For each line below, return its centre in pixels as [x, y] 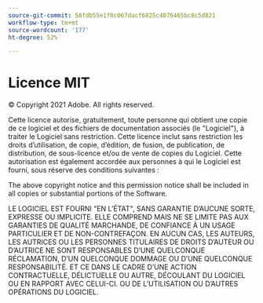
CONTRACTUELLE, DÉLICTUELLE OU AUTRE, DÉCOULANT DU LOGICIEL [127, 276]
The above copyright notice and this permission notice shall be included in [128, 185]
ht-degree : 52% [33, 37]
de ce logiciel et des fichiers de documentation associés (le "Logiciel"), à [126, 128]
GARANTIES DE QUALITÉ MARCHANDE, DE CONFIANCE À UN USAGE [122, 225]
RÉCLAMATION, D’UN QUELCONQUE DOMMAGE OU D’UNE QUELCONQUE [130, 259]
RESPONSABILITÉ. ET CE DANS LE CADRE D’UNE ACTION [102, 267]
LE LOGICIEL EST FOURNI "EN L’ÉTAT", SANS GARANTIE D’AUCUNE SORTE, [132, 209]
